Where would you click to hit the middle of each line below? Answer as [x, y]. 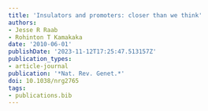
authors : [22, 23]
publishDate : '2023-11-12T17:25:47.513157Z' [82, 52]
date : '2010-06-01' [40, 45]
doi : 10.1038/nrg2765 [44, 81]
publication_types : [40, 59]
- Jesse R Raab [33, 30]
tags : [17, 88]
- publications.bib [40, 95]
